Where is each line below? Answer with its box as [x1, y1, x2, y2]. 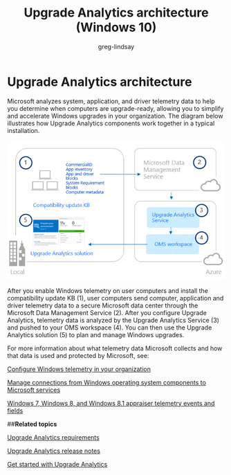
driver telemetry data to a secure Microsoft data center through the [7, 301, 198, 310]
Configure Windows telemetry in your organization [7, 365, 151, 373]
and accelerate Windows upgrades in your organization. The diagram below [7, 111, 223, 120]
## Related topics [7, 420, 57, 428]
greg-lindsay [98, 42, 135, 51]
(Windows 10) [75, 19, 157, 35]
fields [7, 406, 24, 415]
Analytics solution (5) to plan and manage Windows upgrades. [7, 330, 185, 339]
